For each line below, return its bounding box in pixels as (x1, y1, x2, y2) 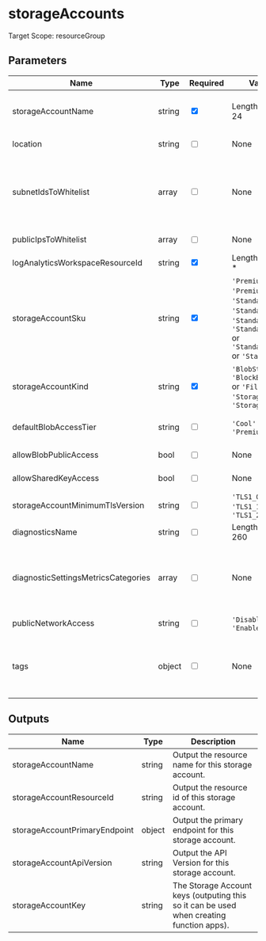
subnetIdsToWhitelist (12, 186, 89, 197)
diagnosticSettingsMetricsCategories (12, 572, 150, 583)
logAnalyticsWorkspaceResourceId (12, 257, 142, 268)
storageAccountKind (12, 381, 89, 392)
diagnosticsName (12, 527, 78, 538)
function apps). (173, 920, 230, 931)
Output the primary (173, 814, 244, 825)
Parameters (8, 54, 67, 67)
